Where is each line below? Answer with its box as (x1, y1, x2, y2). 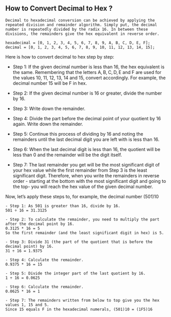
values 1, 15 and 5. (5, 302, 50, 307)
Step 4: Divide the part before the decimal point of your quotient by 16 (12, 115, 161, 121)
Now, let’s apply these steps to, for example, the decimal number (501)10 (5, 193, 159, 199)
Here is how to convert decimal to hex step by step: (5, 53, 115, 60)
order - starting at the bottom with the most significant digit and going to (12, 178, 166, 184)
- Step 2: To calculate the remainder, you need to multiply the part (5, 217, 160, 222)
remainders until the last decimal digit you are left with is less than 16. (12, 136, 160, 142)
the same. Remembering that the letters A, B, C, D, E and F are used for (12, 69, 162, 75)
